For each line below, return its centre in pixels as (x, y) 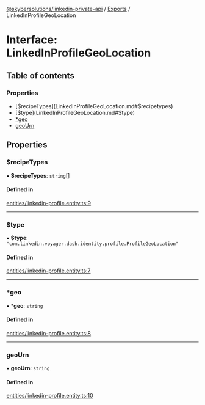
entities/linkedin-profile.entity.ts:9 (49, 203)
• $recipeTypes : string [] (38, 175)
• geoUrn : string (28, 368)
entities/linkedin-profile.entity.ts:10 (50, 396)
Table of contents (40, 75)
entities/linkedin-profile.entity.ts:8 (49, 333)
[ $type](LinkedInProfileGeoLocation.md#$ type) (75, 112)
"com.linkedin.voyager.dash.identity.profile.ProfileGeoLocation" (92, 244)
